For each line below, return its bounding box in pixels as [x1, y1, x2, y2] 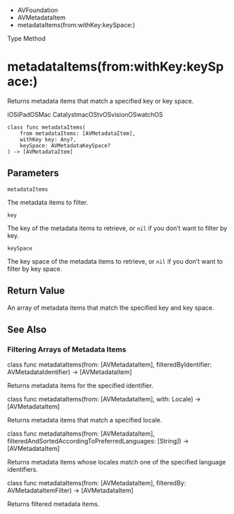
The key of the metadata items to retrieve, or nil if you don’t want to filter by [7, 224, 228, 232]
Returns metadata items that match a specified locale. [7, 416, 163, 424]
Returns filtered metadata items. [7, 500, 100, 508]
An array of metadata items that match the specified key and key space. [7, 304, 214, 312]
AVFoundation [17, 6, 58, 14]
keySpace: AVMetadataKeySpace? [20, 142, 111, 149]
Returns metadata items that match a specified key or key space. [7, 97, 194, 105]
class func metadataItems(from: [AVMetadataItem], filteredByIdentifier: [7, 360, 212, 369]
